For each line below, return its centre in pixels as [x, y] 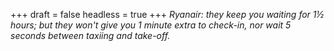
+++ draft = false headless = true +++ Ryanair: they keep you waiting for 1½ [167, 14]
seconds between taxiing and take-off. [90, 35]
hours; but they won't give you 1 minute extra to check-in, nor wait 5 [151, 25]
